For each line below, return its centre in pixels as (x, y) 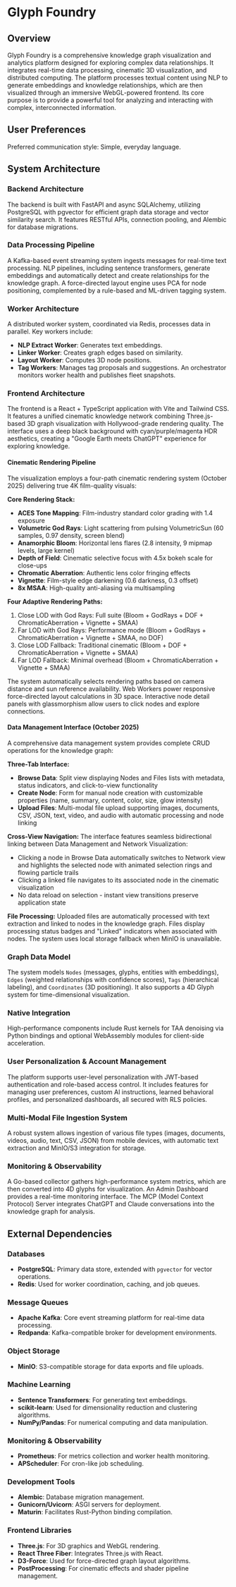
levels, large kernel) (46, 550)
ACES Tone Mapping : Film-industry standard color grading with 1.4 (115, 513)
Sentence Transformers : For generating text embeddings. (103, 1399)
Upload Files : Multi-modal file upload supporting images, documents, (118, 807)
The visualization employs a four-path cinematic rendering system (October (117, 478)
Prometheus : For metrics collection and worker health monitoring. (113, 1456)
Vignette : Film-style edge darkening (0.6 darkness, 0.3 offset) (108, 580)
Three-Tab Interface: (38, 764)
